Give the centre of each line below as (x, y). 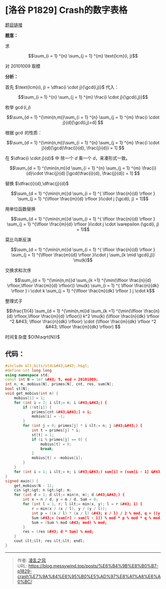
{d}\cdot (35, 173)
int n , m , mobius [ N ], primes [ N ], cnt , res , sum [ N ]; (60, 384)
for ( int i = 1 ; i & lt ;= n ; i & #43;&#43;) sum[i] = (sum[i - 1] (82, 471)
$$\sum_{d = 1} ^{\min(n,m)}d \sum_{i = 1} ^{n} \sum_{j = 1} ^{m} (75, 168)
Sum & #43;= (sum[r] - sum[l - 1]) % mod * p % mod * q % (91, 518)
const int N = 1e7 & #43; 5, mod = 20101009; (52, 380)
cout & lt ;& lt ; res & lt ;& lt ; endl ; (49, 541)
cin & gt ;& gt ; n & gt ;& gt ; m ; (43, 490)
